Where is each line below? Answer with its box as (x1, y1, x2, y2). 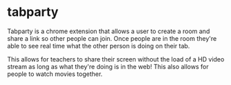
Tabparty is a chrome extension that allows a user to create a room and (7, 27, 210, 35)
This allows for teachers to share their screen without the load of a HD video (7, 55, 225, 63)
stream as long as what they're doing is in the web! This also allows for (7, 62, 209, 70)
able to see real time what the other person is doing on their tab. (7, 41, 190, 50)
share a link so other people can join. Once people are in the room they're (7, 34, 217, 42)
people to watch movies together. (7, 70, 103, 78)
